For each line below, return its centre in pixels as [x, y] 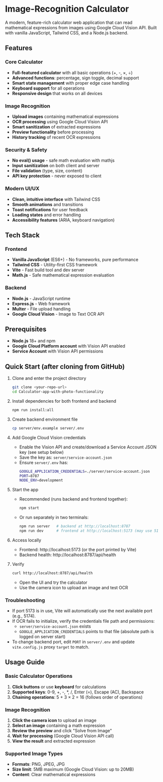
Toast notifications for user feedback [50, 209]
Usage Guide [25, 662]
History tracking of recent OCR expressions [56, 137]
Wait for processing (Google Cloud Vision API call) [63, 736]
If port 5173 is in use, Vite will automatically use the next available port [82, 611]
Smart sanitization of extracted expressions [56, 127]
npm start [29, 508]
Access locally [26, 540]
